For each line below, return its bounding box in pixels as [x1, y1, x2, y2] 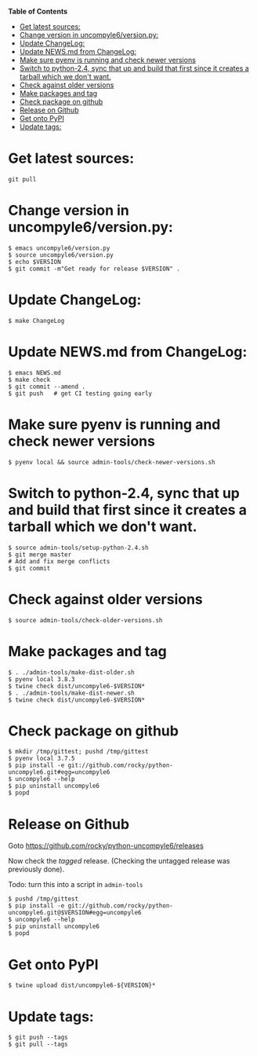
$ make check [8, 376, 51, 383]
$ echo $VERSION [8, 258, 61, 266]
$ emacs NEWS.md [8, 368, 61, 376]
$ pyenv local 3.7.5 [8, 754, 76, 763]
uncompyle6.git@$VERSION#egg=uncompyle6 [8, 909, 143, 917]
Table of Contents [8, 7, 68, 16]
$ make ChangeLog [8, 317, 65, 324]
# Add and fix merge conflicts [8, 557, 110, 565]
